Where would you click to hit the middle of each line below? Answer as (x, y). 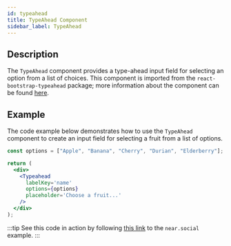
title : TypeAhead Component (48, 20)
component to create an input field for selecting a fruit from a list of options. (115, 138)
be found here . (28, 93)
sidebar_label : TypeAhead (44, 26)
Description (33, 54)
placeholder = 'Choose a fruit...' (73, 196)
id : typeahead (28, 13)
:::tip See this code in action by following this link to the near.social (103, 227)
